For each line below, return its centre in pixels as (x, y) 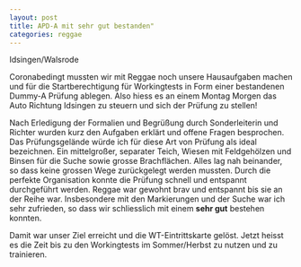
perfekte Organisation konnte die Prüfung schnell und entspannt (128, 180)
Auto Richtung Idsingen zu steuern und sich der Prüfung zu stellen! (133, 106)
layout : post (34, 17)
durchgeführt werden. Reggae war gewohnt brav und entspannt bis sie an (146, 190)
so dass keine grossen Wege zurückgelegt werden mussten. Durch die (140, 170)
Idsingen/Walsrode (44, 60)
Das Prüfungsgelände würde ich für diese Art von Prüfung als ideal (133, 142)
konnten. (26, 218)
